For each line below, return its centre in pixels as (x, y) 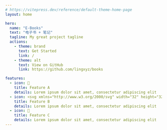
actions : (19, 42)
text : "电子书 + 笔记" (31, 33)
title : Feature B (32, 101)
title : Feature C (32, 115)
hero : (11, 23)
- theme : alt (28, 60)
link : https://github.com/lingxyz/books (61, 69)
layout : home (19, 14)
